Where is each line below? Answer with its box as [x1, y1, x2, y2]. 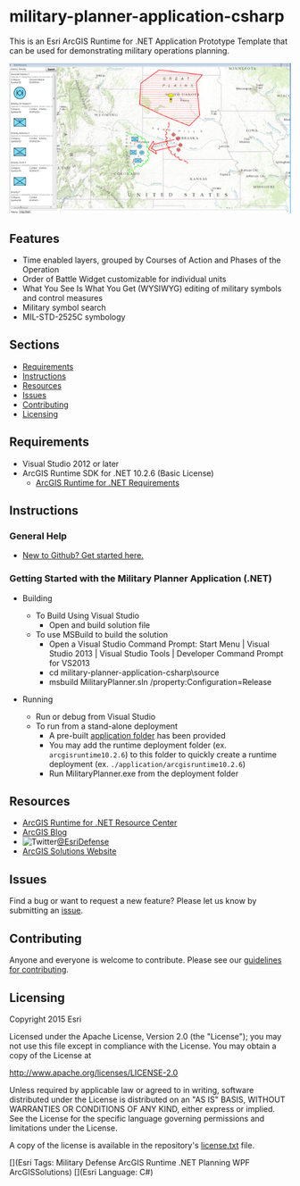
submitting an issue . [9, 905, 83, 916]
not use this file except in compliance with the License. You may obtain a [9, 1040, 277, 1051]
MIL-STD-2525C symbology [21, 312, 126, 322]
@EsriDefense [56, 837, 110, 848]
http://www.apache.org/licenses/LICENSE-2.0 [9, 1067, 179, 1078]
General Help [9, 530, 67, 542]
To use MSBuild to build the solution [35, 629, 168, 639]
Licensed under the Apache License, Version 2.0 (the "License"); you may [9, 1031, 282, 1041]
